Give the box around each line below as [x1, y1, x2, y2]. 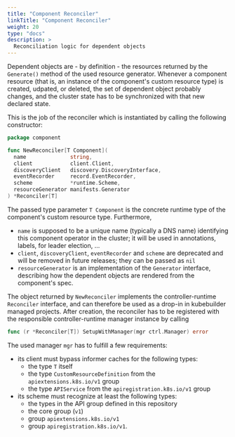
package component [7, 134, 61, 141]
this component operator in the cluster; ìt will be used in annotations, [17, 233, 216, 242]
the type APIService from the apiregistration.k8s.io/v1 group [27, 384, 211, 393]
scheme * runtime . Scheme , [13, 180, 121, 187]
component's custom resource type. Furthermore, [7, 212, 152, 221]
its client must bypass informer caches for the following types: [17, 354, 199, 363]
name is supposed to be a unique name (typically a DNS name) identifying [17, 226, 229, 235]
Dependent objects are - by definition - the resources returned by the [7, 63, 208, 70]
